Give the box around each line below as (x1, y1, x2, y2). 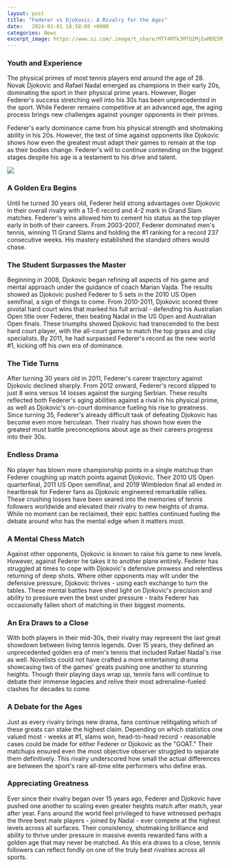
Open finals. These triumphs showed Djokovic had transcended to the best (7, 319, 219, 328)
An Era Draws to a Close (7, 617, 89, 627)
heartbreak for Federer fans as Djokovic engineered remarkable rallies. (7, 487, 208, 496)
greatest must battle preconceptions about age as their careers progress (7, 425, 213, 434)
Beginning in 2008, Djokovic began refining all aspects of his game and (7, 276, 209, 284)
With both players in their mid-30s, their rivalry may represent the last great (7, 634, 221, 642)
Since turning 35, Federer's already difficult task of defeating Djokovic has (7, 411, 218, 419)
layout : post (7, 10, 45, 17)
